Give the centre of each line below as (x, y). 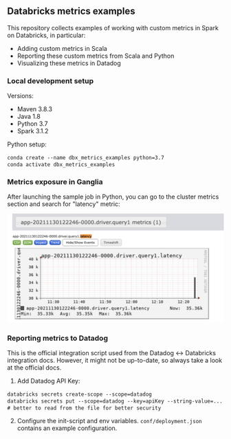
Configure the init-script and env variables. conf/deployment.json (109, 421)
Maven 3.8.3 (35, 109)
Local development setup (51, 80)
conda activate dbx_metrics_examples (61, 165)
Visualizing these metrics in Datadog (69, 63)
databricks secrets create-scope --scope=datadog (80, 394)
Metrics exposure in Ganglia (55, 182)
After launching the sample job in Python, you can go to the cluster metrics (113, 197)
